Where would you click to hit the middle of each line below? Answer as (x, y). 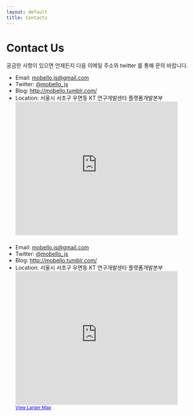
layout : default (27, 12)
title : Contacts (27, 18)
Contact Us (35, 48)
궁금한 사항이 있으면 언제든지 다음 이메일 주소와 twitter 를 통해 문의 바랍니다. (97, 65)
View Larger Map (33, 408)
